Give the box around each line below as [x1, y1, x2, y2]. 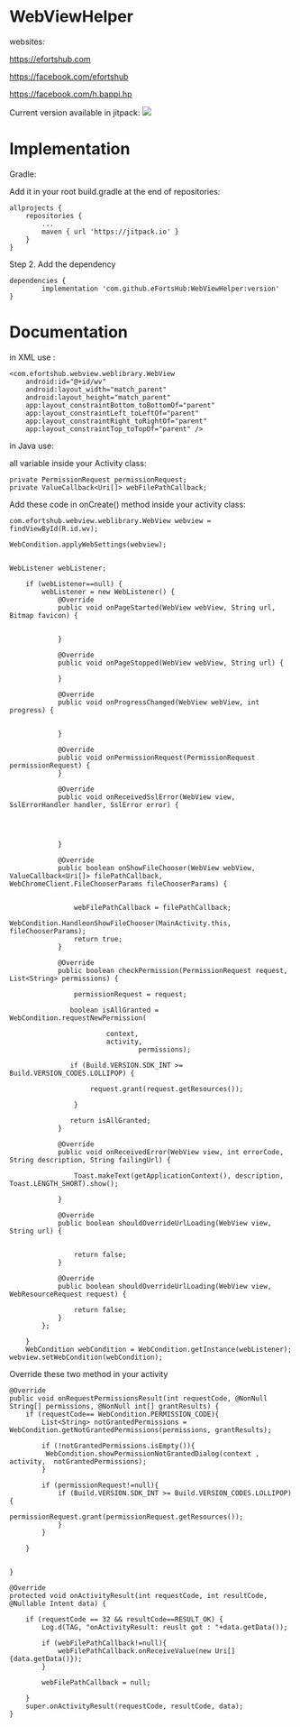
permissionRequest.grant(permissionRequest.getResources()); [9, 1512, 244, 1521]
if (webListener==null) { [25, 579, 123, 588]
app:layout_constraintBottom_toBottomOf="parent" [25, 400, 216, 409]
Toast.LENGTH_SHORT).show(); [9, 1179, 119, 1188]
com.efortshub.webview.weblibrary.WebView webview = [9, 516, 212, 525]
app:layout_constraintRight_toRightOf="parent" [25, 417, 207, 426]
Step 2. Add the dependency [9, 259, 116, 270]
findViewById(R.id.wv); [9, 524, 99, 533]
